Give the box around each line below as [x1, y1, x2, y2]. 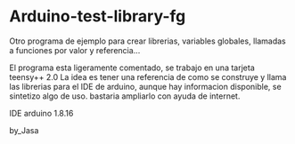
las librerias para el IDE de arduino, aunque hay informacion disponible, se [9, 81, 283, 92]
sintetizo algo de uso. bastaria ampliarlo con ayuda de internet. [9, 91, 241, 101]
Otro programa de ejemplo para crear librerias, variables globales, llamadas [9, 36, 287, 46]
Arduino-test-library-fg [9, 6, 186, 27]
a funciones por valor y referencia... [9, 44, 141, 55]
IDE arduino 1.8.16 [9, 108, 74, 118]
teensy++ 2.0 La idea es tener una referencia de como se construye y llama [9, 71, 287, 82]
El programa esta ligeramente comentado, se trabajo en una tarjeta [9, 62, 256, 73]
